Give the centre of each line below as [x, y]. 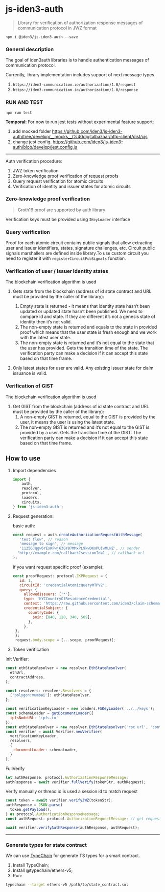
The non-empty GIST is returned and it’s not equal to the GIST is [85, 427]
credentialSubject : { [46, 608]
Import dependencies [34, 470]
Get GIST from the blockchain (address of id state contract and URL [81, 406]
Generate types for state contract [46, 845]
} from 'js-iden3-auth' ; [38, 507]
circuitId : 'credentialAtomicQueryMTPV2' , [63, 585]
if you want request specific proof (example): [58, 567]
